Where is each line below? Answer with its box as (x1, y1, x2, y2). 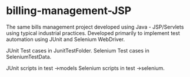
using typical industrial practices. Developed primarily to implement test (6, 29, 181, 36)
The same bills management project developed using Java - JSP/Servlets (6, 23, 184, 30)
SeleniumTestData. (6, 53, 52, 60)
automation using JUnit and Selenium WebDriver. (6, 36, 125, 43)
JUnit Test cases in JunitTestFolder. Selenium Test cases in (6, 47, 150, 54)
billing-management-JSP (6, 4, 132, 17)
